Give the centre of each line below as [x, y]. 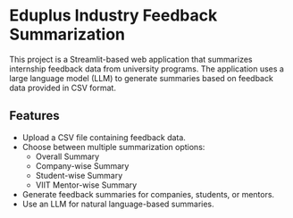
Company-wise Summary [82, 165]
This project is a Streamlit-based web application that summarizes [131, 59]
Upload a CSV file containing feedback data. [104, 137]
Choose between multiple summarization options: [113, 147]
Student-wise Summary [79, 175]
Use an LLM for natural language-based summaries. [118, 204]
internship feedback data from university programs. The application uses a [146, 69]
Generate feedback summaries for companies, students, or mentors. [148, 194]
